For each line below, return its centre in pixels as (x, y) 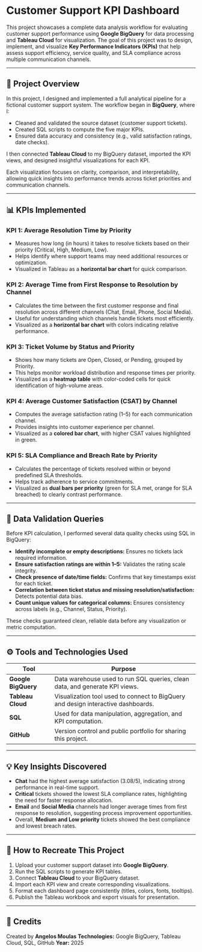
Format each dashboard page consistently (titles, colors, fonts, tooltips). (104, 890)
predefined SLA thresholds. (49, 475)
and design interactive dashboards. (104, 704)
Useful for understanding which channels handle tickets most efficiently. (105, 318)
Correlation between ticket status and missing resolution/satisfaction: (105, 590)
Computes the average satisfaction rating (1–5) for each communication (103, 414)
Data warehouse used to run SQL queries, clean (122, 679)
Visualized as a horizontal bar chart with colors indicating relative (96, 325)
